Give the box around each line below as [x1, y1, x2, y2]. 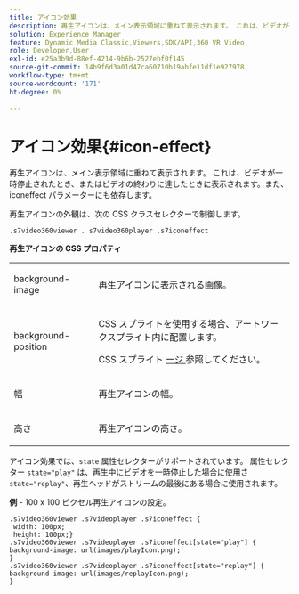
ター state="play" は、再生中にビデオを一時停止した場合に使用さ [9, 467, 249, 477]
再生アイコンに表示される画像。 [98, 279, 232, 291]
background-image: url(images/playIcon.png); [9, 546, 181, 555]
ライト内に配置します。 [124, 331, 222, 344]
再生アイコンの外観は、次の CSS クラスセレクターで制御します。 [9, 208, 246, 219]
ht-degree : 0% [9, 87, 62, 96]
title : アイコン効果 [9, 12, 77, 22]
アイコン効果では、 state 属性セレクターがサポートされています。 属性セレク [9, 456, 289, 467]
